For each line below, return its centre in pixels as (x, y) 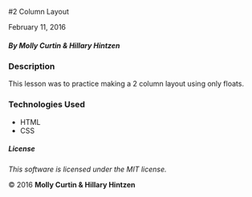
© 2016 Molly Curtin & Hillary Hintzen (72, 184)
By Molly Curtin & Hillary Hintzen (64, 45)
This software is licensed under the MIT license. (87, 169)
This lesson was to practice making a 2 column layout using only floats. (126, 84)
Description (32, 66)
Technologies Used (47, 105)
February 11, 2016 (37, 27)
